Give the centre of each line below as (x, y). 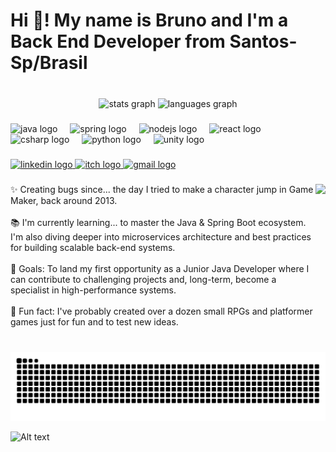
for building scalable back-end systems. (93, 247)
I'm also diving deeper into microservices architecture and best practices (161, 236)
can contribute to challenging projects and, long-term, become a (143, 279)
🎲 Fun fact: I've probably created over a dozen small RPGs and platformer (161, 311)
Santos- (263, 41)
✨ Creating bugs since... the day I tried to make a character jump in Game (162, 189)
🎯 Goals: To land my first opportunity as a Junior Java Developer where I (160, 268)
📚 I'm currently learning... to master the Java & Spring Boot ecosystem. (158, 222)
